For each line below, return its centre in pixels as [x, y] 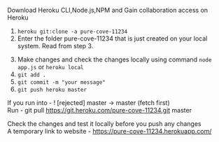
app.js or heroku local [50, 67]
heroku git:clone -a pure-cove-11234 [72, 31]
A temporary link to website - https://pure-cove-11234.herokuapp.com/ [109, 131]
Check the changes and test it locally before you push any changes [104, 124]
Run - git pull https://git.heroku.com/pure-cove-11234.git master [100, 110]
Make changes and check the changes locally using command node [114, 59]
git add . [32, 75]
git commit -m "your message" [62, 83]
